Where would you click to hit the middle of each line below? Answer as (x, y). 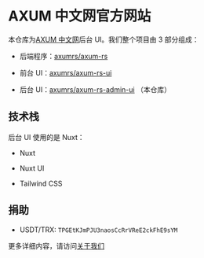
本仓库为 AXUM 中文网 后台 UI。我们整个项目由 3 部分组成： (104, 39)
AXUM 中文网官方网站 (80, 16)
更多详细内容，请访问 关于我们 (56, 245)
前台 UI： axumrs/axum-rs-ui (66, 72)
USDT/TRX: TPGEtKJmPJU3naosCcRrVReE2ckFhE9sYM (98, 230)
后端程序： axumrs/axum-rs (64, 56)
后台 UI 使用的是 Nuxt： (46, 137)
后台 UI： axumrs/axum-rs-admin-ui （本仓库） (95, 89)
